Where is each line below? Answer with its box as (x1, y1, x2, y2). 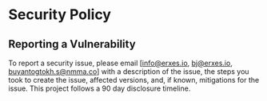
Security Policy (8, 6, 112, 24)
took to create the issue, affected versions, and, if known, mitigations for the (8, 76, 260, 84)
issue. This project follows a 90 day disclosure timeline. (8, 84, 191, 93)
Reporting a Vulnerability (8, 37, 136, 51)
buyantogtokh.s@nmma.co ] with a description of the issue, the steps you (8, 67, 249, 76)
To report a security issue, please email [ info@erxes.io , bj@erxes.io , (8, 58, 233, 68)
